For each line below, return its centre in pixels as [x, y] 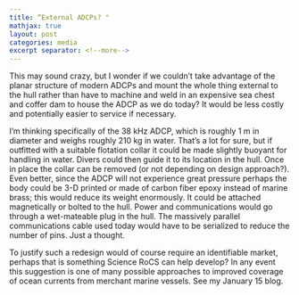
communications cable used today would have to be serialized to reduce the [149, 226]
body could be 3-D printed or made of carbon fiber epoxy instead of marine [149, 188]
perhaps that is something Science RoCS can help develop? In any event [143, 262]
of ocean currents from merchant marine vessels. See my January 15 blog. [146, 281]
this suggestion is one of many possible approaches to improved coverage [146, 272]
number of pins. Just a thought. [67, 235]
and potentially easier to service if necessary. [93, 114]
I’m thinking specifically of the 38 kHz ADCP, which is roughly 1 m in [134, 131]
